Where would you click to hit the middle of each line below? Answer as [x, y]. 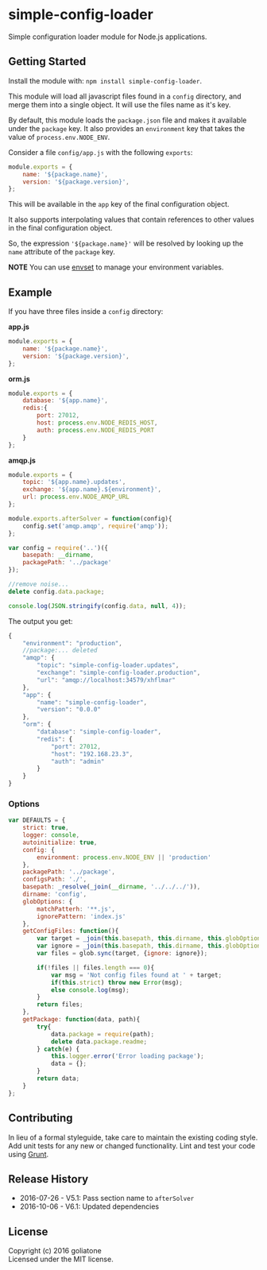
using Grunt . [29, 1154]
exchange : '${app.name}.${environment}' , [92, 490]
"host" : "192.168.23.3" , [92, 754]
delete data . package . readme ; [99, 1042]
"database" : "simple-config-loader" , [99, 732]
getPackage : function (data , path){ [81, 1020]
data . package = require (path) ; [103, 1034]
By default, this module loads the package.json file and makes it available [128, 120]
